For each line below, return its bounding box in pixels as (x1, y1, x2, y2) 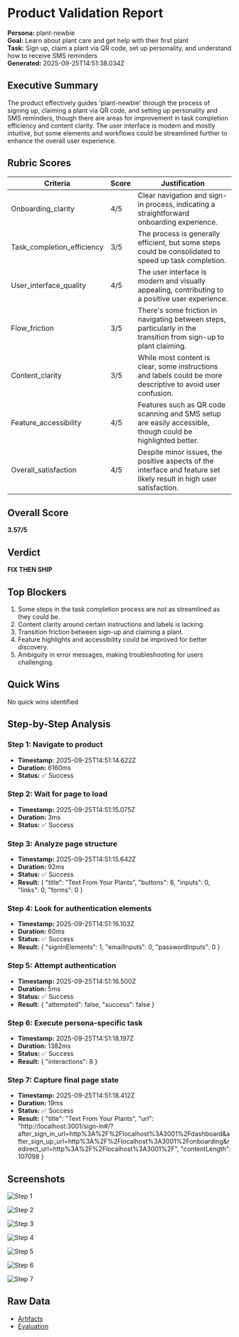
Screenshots (7, 1173, 65, 1185)
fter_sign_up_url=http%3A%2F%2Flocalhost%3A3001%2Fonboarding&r (17, 1137, 230, 1146)
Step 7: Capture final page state (7, 1075, 119, 1085)
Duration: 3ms (17, 813, 61, 821)
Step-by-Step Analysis (7, 718, 111, 730)
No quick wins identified (7, 697, 78, 706)
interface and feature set (137, 465, 221, 475)
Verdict (7, 546, 41, 558)
